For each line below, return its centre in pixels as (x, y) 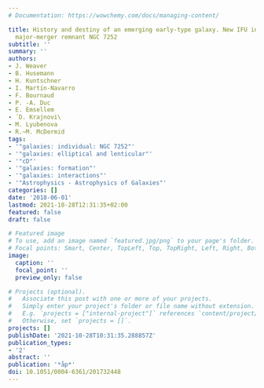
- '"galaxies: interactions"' (58, 176)
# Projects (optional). (47, 291)
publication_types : (40, 342)
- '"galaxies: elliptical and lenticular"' (81, 154)
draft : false (29, 220)
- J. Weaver (27, 66)
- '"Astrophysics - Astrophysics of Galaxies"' (88, 183)
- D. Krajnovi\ (35, 117)
